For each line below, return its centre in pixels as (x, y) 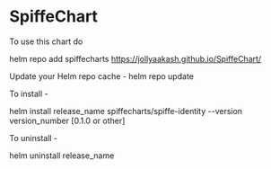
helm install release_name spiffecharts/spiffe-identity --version (126, 111)
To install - (29, 93)
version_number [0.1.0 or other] (67, 120)
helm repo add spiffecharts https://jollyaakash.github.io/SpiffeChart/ (135, 58)
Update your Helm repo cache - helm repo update (102, 76)
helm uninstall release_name (62, 156)
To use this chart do (46, 41)
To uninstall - (34, 138)
